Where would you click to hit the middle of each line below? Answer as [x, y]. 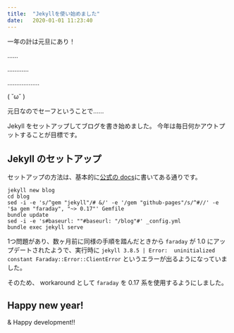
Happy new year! [45, 305]
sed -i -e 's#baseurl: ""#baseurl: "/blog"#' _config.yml [94, 221]
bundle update [28, 215]
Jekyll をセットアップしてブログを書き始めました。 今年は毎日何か [104, 126]
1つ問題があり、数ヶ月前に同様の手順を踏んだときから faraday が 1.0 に [110, 241]
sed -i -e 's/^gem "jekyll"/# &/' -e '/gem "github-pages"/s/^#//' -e [113, 203]
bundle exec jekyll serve [45, 227]
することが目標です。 [50, 134]
